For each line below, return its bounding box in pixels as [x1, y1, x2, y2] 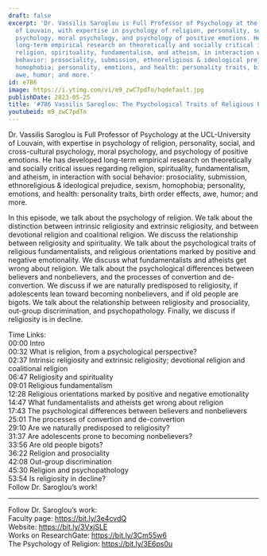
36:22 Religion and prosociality [8, 448, 110, 458]
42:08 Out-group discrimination [8, 457, 113, 466]
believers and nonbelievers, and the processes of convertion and [8, 272, 221, 281]
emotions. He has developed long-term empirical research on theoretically [8, 155, 252, 164]
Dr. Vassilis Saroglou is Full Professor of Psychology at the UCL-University [8, 130, 251, 139]
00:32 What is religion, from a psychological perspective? [8, 347, 197, 356]
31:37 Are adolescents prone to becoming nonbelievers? [8, 432, 193, 440]
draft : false [8, 11, 52, 20]
